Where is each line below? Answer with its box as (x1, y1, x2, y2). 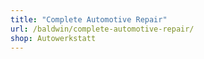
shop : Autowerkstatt (10, 33, 97, 43)
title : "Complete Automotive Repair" (10, 14, 168, 25)
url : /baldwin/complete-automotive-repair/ (10, 24, 195, 34)
